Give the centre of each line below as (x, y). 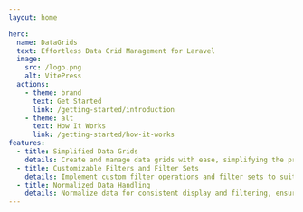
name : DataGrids (47, 42)
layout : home (33, 18)
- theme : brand (53, 92)
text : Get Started (67, 101)
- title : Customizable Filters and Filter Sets (108, 168)
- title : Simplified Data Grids (78, 152)
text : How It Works (69, 126)
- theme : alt (49, 118)
